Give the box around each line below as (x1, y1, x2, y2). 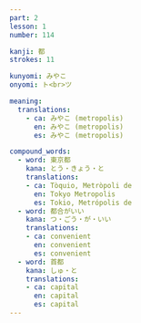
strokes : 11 (9, 56, 55, 65)
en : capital (33, 291, 79, 301)
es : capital (33, 300, 79, 309)
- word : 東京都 (17, 156, 71, 165)
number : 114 (9, 30, 55, 39)
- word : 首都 (17, 257, 65, 266)
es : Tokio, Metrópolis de (33, 198, 132, 207)
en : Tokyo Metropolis (33, 189, 116, 199)
